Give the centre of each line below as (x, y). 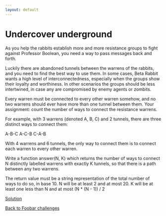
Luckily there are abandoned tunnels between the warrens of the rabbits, (80, 68)
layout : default (22, 10)
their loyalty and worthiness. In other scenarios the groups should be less (80, 84)
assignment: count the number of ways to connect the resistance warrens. (81, 109)
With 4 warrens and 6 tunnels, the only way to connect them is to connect (81, 143)
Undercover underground (59, 34)
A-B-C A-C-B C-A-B (26, 134)
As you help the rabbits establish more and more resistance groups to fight (82, 48)
